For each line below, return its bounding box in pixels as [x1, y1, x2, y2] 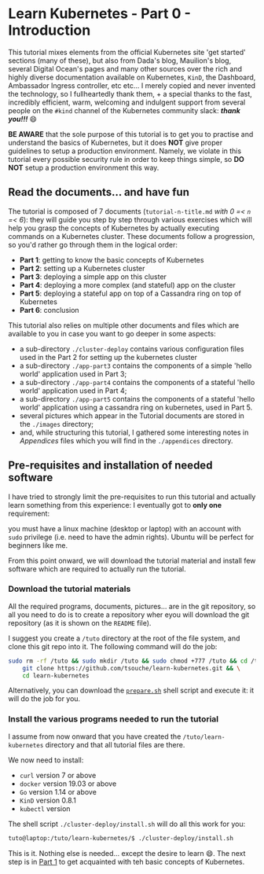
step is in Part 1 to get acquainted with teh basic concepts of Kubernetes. [8, 857, 245, 866]
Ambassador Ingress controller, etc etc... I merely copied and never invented [8, 80, 256, 90]
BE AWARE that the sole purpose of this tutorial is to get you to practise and [8, 129, 254, 138]
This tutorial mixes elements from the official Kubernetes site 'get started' [8, 47, 246, 57]
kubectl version [19, 803, 71, 813]
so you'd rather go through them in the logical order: [8, 240, 178, 249]
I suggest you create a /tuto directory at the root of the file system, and [8, 633, 240, 643]
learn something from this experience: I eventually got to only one [8, 500, 222, 509]
